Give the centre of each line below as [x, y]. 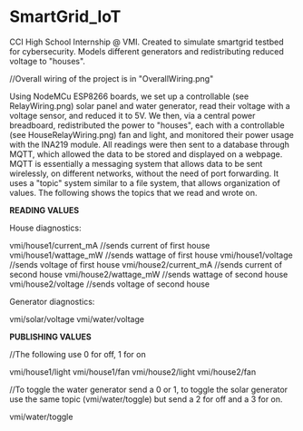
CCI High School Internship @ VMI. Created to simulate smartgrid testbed [147, 42]
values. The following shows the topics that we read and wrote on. [133, 192]
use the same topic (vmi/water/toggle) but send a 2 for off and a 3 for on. [146, 399]
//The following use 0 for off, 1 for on [78, 354]
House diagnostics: [45, 228]
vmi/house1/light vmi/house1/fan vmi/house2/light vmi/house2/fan [133, 372]
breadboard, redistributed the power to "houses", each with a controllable [147, 125]
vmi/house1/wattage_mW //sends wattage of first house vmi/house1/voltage [151, 255]
